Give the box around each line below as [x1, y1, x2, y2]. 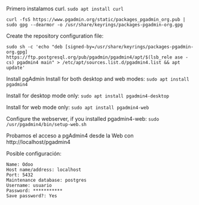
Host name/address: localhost [6, 167, 82, 173]
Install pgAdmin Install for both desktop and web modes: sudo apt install [6, 75, 189, 82]
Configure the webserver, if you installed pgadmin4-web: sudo [6, 115, 160, 122]
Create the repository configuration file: [6, 32, 103, 39]
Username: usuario [6, 182, 52, 188]
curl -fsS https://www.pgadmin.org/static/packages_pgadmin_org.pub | [6, 17, 186, 23]
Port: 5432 [6, 172, 33, 178]
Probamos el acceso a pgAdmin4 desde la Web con [6, 132, 134, 139]
